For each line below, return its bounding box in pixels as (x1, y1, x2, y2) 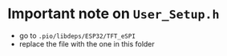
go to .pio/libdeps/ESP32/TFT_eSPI (18, 31, 136, 40)
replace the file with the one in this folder (18, 39, 156, 48)
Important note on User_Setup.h (7, 5, 220, 23)
